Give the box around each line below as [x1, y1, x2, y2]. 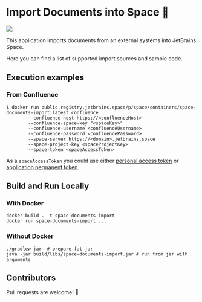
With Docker [6, 199, 44, 207]
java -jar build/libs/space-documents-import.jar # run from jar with [6, 251, 188, 257]
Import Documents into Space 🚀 [6, 5, 169, 19]
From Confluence [6, 91, 59, 99]
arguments [6, 256, 31, 262]
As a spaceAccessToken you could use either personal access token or [6, 157, 179, 164]
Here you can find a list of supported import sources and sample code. [6, 54, 183, 62]
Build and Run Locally [6, 181, 90, 191]
